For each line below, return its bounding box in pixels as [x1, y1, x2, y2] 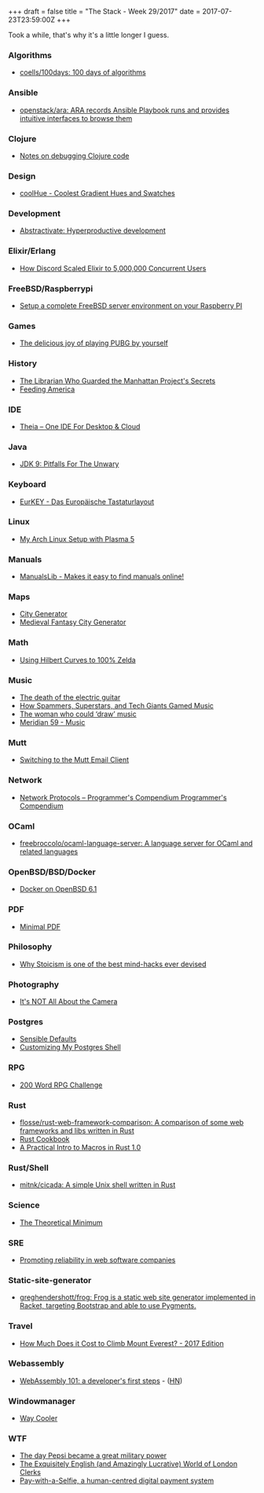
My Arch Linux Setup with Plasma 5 [19, 534, 135, 543]
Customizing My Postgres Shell [19, 1043, 122, 1052]
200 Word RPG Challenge [19, 1080, 103, 1090]
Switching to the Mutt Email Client [19, 755, 130, 765]
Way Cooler [19, 1414, 58, 1423]
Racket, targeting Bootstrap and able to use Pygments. [19, 1301, 196, 1311]
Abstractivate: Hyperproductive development [19, 226, 167, 235]
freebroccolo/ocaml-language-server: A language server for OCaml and [19, 838, 253, 848]
